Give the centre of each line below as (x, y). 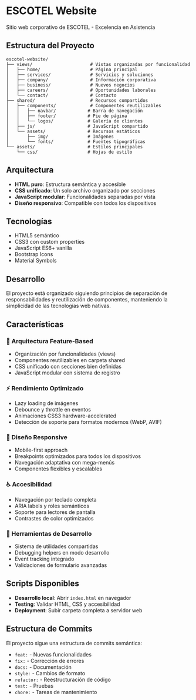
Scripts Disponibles (43, 584)
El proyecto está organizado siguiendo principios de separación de (87, 293)
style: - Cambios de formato (50, 673)
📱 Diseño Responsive (37, 437)
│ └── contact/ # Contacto (61, 95)
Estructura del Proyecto (50, 46)
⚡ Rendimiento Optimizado (45, 388)
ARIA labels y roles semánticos (52, 506)
